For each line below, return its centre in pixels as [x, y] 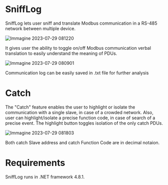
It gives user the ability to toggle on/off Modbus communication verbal [78, 48]
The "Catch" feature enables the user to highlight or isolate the [70, 107]
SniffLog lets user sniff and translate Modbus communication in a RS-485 [81, 23]
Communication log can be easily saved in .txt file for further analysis [77, 73]
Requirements [35, 163]
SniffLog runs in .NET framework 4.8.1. [45, 176]
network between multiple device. [40, 28]
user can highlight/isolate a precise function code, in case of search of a [80, 118]
